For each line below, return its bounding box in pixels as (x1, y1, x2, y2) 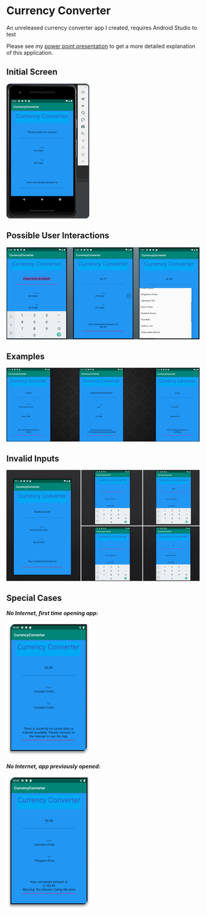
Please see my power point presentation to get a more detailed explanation (6, 42, 196, 50)
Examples (6, 351, 45, 362)
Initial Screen (6, 67, 58, 77)
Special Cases (6, 593, 63, 603)
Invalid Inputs (6, 453, 59, 464)
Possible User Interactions (6, 230, 109, 241)
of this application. (6, 49, 53, 56)
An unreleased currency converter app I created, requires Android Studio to (6, 24, 197, 31)
